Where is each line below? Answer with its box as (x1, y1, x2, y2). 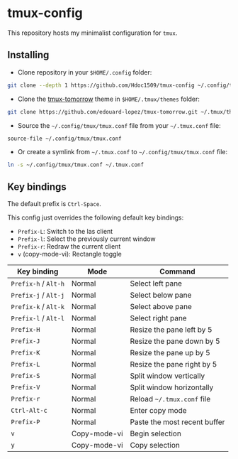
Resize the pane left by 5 (130, 325, 212, 335)
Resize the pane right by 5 (130, 360, 217, 369)
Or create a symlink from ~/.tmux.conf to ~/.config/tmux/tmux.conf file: (17, 147, 228, 156)
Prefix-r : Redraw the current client (17, 242, 121, 251)
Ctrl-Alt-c (11, 406, 47, 415)
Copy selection (130, 441, 181, 450)
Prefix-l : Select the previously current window (17, 234, 156, 243)
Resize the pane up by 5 (130, 348, 210, 358)
